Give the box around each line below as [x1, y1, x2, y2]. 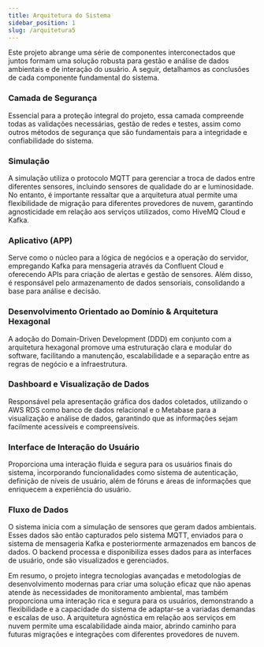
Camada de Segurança [8, 92, 98, 103]
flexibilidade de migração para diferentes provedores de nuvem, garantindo [8, 198, 254, 208]
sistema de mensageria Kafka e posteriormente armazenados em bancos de [8, 539, 256, 548]
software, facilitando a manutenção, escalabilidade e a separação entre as [8, 350, 250, 360]
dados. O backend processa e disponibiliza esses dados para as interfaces [8, 548, 252, 557]
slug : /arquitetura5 [8, 26, 76, 34]
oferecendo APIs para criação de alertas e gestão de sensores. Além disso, [8, 270, 254, 279]
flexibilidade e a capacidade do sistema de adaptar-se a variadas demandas [8, 604, 256, 614]
